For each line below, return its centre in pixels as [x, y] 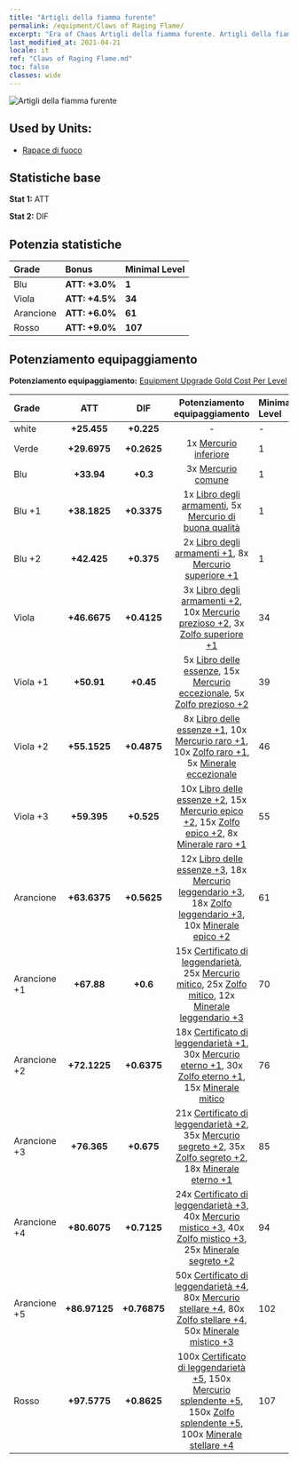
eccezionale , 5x [212, 693]
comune [212, 480]
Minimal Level [155, 269]
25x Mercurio [212, 973]
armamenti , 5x [212, 505]
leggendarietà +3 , [212, 1205]
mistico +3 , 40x [212, 1227]
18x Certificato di [212, 1032]
